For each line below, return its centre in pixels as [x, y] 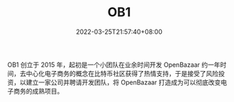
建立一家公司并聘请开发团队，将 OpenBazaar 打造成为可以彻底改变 [123, 82]
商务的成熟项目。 [38, 91]
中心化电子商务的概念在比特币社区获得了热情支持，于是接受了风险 [122, 73]
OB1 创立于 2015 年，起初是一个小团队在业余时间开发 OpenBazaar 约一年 [114, 65]
